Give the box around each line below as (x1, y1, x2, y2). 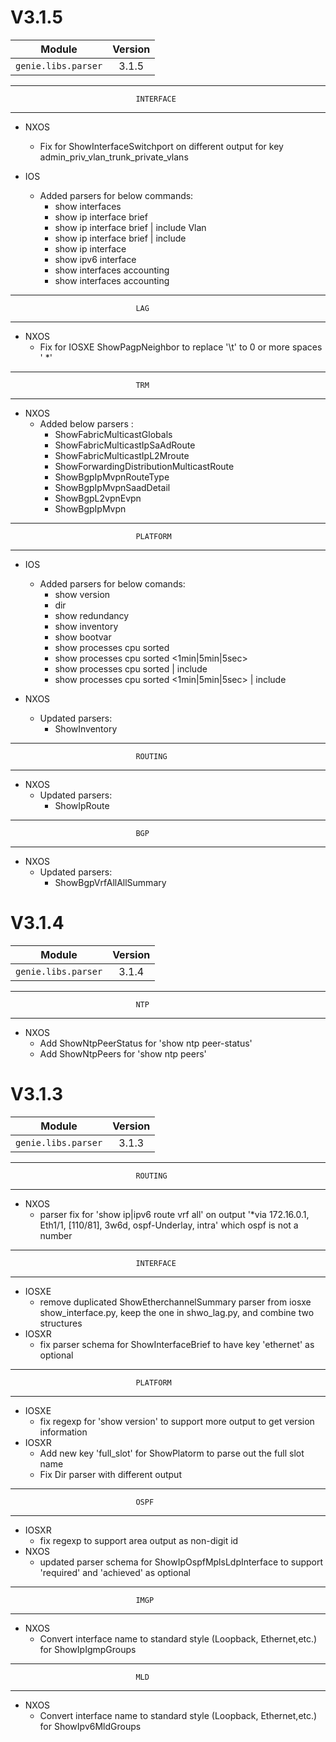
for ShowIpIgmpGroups (39, 1643, 137, 1655)
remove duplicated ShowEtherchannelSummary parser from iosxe (39, 1296, 312, 1308)
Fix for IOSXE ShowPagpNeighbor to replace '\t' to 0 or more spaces (39, 341, 323, 353)
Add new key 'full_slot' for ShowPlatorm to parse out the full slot (39, 1447, 305, 1459)
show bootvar (54, 631, 112, 643)
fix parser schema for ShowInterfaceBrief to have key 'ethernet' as (39, 1338, 315, 1350)
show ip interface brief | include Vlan (54, 221, 207, 233)
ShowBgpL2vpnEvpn (54, 492, 142, 504)
